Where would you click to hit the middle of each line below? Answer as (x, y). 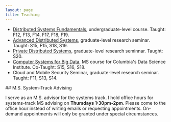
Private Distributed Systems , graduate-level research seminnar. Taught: (88, 51)
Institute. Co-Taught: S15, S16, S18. (49, 67)
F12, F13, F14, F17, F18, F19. (41, 35)
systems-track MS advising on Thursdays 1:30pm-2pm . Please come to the (86, 103)
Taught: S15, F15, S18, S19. (40, 45)
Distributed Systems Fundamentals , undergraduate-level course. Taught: (89, 29)
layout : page (19, 10)
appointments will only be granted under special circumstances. (91, 114)
